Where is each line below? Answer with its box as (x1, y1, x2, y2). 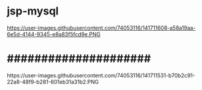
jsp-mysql (7, 4, 59, 18)
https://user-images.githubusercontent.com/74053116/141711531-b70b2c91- (7, 71, 195, 79)
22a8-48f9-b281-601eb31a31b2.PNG (7, 78, 99, 85)
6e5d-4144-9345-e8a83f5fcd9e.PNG (7, 30, 101, 37)
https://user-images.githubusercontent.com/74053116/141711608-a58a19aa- (7, 24, 196, 31)
